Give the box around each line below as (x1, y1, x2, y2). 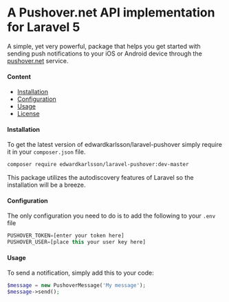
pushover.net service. (7, 56, 69, 65)
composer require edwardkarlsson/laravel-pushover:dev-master (7, 161, 189, 168)
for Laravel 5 (7, 19, 80, 35)
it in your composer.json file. (7, 148, 86, 156)
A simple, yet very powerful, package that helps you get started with (7, 42, 201, 50)
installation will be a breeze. (7, 181, 86, 189)
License (17, 110, 40, 118)
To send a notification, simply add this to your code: (7, 269, 155, 277)
